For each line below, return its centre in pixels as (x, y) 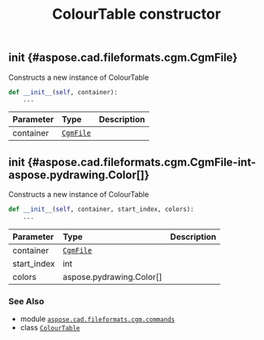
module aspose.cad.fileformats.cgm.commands (97, 319)
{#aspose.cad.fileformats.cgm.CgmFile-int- (142, 162)
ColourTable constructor (136, 14)
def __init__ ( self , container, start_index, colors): (102, 209)
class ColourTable (50, 328)
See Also (26, 301)
